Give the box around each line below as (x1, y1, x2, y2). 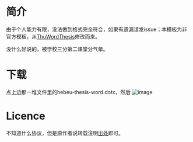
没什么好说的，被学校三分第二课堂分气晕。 (6, 45, 108, 53)
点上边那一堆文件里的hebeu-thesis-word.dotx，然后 (6, 88, 131, 95)
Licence (6, 109, 45, 123)
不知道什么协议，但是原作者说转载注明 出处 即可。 (6, 129, 124, 136)
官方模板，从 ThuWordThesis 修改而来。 (6, 33, 101, 40)
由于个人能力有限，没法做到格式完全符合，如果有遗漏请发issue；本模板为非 (6, 26, 188, 33)
